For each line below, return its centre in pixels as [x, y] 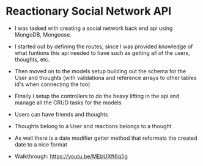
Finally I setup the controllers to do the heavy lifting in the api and [97, 96]
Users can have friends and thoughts [61, 114]
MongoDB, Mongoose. [43, 34]
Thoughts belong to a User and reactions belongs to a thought [93, 126]
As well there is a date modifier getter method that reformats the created [106, 138]
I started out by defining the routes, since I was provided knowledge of [104, 46]
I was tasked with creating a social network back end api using [94, 28]
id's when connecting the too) [52, 84]
